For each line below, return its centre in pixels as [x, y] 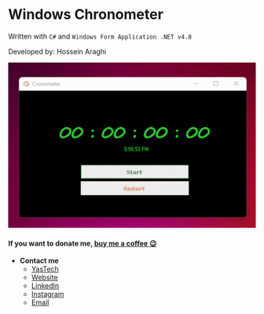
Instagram [48, 294]
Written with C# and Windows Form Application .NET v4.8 [100, 36]
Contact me [39, 260]
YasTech [45, 269]
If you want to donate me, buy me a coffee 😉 [82, 243]
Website [44, 278]
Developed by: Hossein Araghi [57, 51]
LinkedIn [45, 286]
